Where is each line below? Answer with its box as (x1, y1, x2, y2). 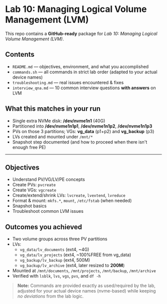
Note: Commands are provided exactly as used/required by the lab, (17, 283, 156, 289)
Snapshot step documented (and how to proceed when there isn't (12, 139, 148, 145)
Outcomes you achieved (5, 223, 82, 231)
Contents (5, 50, 35, 59)
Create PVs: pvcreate (12, 182, 56, 188)
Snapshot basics (12, 203, 47, 209)
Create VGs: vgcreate (12, 187, 57, 193)
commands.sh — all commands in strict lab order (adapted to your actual (12, 69, 158, 75)
